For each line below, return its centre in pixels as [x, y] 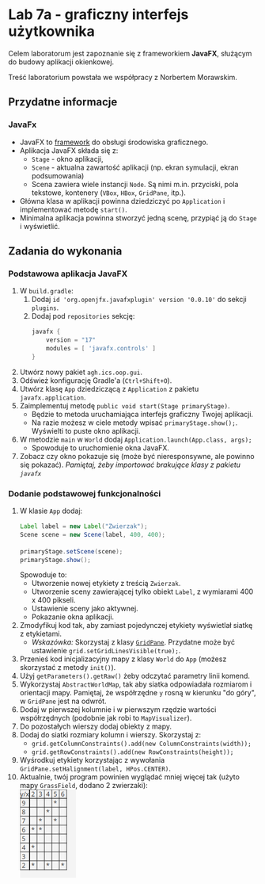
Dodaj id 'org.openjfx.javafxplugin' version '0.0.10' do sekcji [139, 300]
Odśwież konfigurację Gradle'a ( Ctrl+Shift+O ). [96, 380]
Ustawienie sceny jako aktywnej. [85, 609]
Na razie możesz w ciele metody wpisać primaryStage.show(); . [134, 423]
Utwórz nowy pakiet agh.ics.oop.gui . [81, 372]
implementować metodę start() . [74, 209]
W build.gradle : [46, 291]
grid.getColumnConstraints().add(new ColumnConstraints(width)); [141, 744]
